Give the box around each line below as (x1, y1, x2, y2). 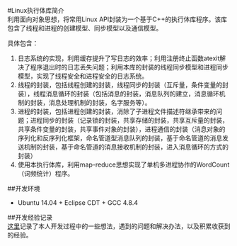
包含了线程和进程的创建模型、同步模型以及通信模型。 (7, 24, 163, 32)
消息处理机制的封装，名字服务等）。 (48, 99, 151, 106)
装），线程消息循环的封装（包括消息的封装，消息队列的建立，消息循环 (17, 89, 219, 98)
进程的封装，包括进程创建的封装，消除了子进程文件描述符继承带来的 (17, 107, 216, 116)
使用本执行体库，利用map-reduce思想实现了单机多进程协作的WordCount (17, 160, 230, 169)
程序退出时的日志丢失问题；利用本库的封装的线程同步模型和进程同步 (30, 63, 229, 71)
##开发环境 (7, 184, 40, 193)
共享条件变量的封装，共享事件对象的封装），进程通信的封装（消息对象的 (17, 125, 226, 133)
